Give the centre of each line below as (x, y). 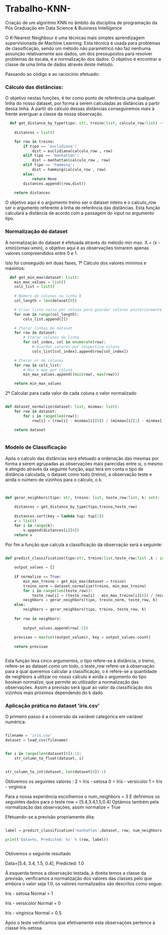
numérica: (15, 722)
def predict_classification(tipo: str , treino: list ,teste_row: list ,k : (81, 558)
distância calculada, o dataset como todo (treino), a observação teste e (79, 474)
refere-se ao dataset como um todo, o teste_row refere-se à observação (80, 666)
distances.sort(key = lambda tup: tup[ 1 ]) (59, 516)
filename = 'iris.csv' (29, 736)
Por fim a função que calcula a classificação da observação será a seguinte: (84, 545)
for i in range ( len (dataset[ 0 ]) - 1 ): (43, 754)
